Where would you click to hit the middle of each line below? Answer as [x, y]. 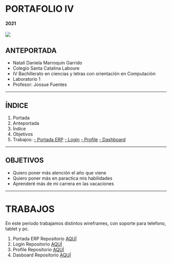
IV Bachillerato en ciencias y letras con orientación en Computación [84, 74]
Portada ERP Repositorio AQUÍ [45, 238]
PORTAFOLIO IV [40, 9]
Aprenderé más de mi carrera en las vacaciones [63, 183]
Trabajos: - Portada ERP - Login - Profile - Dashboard [69, 140]
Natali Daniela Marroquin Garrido [47, 63]
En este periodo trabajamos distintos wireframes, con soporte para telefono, [86, 223]
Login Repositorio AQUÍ [37, 244]
